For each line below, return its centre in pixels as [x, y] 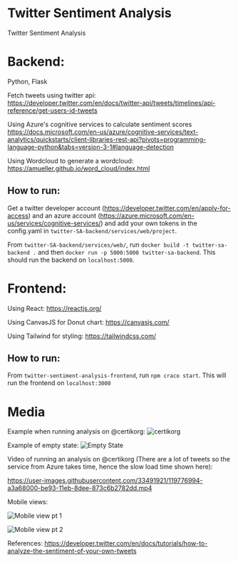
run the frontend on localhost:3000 [59, 383]
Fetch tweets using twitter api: [52, 95]
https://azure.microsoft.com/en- [147, 215]
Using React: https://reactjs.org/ [55, 308]
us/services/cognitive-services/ [54, 223]
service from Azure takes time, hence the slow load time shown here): [110, 467]
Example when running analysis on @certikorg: [77, 431]
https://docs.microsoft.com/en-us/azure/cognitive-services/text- [103, 132]
